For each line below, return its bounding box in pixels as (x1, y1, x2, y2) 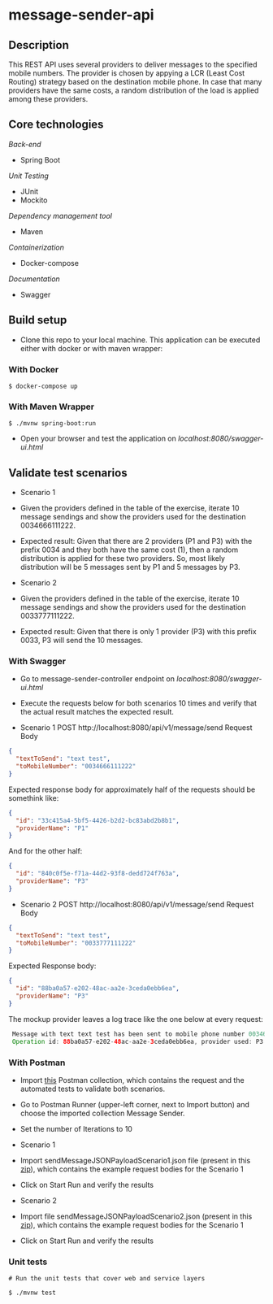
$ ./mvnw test (8, 1289, 57, 1297)
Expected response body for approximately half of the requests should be (8, 785, 256, 794)
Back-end (8, 139, 42, 149)
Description (8, 38, 69, 52)
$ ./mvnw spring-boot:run (8, 419, 96, 428)
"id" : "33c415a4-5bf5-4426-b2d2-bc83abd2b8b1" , (15, 816, 180, 824)
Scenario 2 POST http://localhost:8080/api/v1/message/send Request (19, 899, 254, 909)
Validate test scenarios (8, 466, 128, 480)
